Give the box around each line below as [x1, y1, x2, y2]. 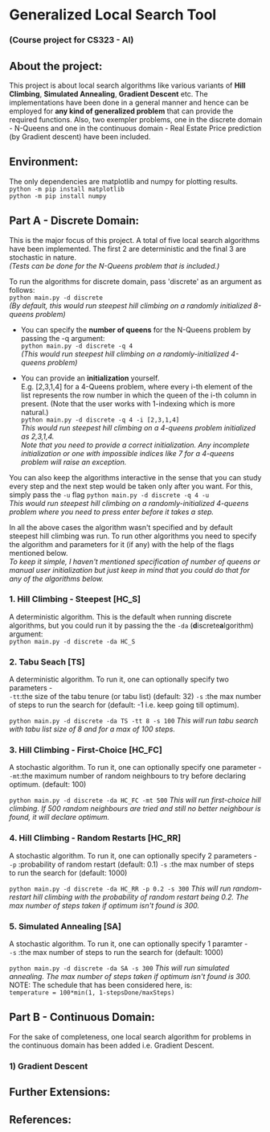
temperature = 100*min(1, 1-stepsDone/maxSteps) [9, 989, 175, 997]
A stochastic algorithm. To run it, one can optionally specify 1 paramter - [9, 939, 248, 949]
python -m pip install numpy [9, 191, 107, 200]
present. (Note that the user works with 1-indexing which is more [20, 398, 235, 408]
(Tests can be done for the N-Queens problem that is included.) [9, 261, 220, 270]
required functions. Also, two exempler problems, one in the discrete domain [9, 114, 263, 124]
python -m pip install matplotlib [9, 185, 125, 193]
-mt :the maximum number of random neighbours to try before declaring [9, 771, 247, 781]
